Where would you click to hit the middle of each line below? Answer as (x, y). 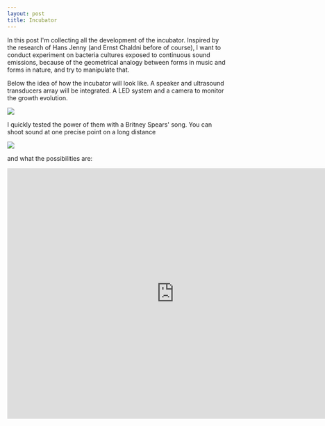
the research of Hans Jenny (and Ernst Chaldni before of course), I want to (114, 47)
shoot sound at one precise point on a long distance (82, 132)
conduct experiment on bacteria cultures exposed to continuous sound (109, 55)
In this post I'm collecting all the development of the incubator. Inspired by (113, 40)
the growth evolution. (37, 97)
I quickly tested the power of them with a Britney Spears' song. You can (110, 124)
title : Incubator (32, 20)
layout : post (26, 14)
